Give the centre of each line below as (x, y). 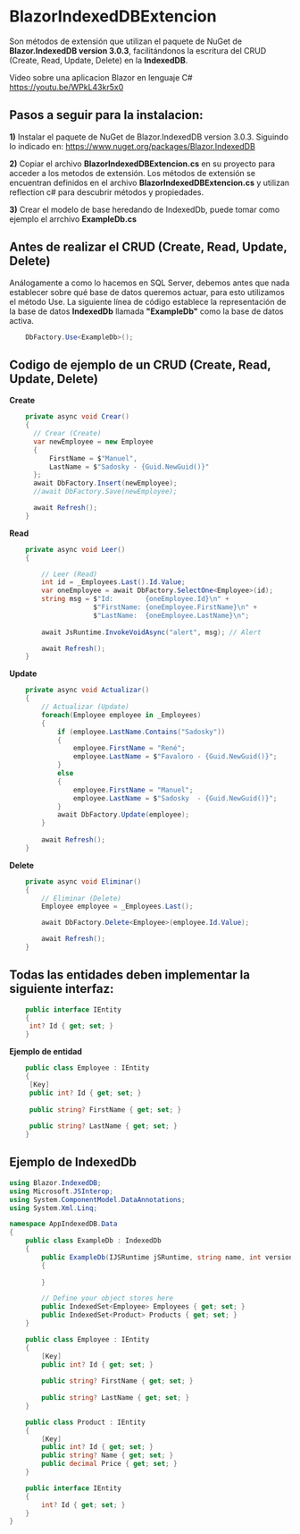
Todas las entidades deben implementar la (129, 975)
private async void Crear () (77, 417)
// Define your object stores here (108, 1299)
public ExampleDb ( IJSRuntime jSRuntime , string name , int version (167, 1257)
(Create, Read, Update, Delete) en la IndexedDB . (99, 60)
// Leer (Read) (70, 574)
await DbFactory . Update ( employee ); (123, 815)
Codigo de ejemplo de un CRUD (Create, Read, (140, 364)
